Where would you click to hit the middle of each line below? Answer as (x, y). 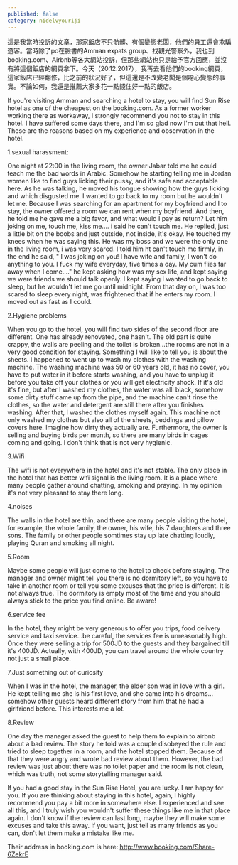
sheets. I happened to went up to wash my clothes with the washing (107, 359)
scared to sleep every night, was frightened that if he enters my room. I (111, 294)
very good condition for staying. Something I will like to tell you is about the (117, 352)
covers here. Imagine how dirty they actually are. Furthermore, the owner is (118, 427)
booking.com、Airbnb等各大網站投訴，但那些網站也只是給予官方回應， (111, 59)
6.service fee (27, 614)
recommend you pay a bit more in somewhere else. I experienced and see (116, 802)
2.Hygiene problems (37, 315)
